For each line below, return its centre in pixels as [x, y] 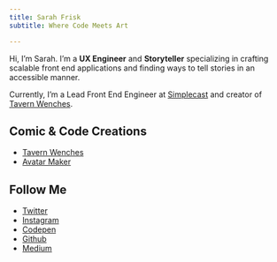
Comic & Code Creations [78, 131]
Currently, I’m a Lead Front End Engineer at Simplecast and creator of [136, 94]
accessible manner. [45, 77]
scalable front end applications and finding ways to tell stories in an [132, 68]
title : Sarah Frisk [45, 17]
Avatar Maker [46, 162]
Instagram [40, 221]
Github [34, 239]
